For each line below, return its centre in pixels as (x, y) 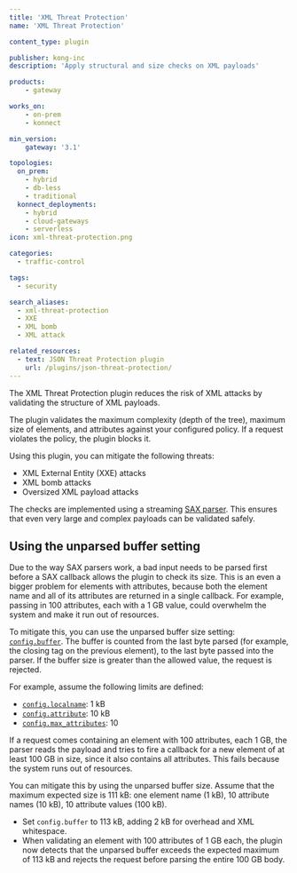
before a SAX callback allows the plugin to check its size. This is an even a (145, 577)
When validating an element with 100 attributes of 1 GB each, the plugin (152, 841)
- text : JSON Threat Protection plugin (91, 359)
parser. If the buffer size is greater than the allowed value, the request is (141, 660)
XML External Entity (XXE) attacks (84, 472)
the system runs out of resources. (71, 768)
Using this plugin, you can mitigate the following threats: (112, 456)
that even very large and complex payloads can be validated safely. (132, 518)
